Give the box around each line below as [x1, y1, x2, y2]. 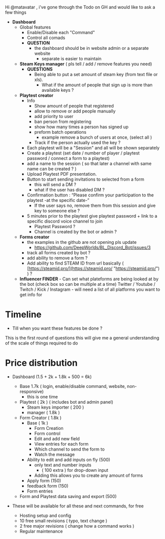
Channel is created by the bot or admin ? [34, 229, 117, 234]
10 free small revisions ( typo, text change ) [19, 518, 107, 524]
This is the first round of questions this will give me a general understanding [5, 335, 159, 341]
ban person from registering [34, 118, 92, 124]
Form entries [27, 488, 53, 494]
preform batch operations [34, 129, 87, 135]
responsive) [19, 388, 44, 394]
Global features [19, 24, 51, 30]
